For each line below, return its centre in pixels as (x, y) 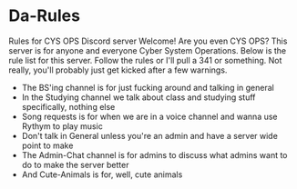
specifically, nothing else (68, 106)
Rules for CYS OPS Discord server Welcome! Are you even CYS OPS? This (148, 41)
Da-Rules (45, 16)
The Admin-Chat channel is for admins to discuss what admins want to (154, 154)
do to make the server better (75, 164)
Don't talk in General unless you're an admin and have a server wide (150, 135)
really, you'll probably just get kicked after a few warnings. (118, 70)
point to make (47, 145)
